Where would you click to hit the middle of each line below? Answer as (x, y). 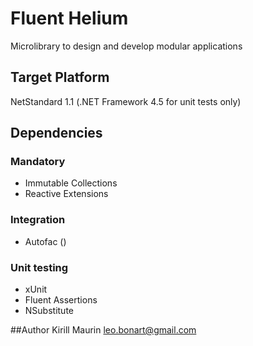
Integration (38, 220)
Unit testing (39, 267)
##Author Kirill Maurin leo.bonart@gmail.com (103, 330)
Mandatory (38, 162)
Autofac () (45, 241)
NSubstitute (49, 311)
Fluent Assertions (61, 300)
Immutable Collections (71, 183)
